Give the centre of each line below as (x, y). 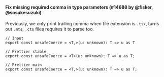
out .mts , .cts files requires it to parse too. (50, 29)
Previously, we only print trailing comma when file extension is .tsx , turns (82, 24)
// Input (14, 38)
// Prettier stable (26, 52)
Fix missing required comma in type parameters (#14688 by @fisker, (79, 7)
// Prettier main (24, 65)
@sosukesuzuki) (23, 12)
